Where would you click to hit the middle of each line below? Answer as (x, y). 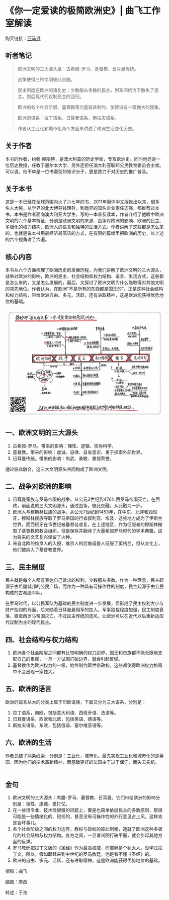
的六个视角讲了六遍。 (27, 239)
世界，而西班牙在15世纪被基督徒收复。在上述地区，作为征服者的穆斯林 (85, 524)
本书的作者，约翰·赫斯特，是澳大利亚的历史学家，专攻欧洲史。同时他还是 (81, 159)
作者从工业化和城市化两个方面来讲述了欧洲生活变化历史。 (77, 128)
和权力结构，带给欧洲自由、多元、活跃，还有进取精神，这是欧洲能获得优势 (82, 295)
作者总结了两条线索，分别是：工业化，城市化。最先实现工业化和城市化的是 (82, 756)
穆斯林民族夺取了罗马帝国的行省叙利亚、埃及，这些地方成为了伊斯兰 (92, 518)
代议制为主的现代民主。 (29, 622)
